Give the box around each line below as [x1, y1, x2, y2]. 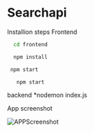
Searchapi [7, 5, 67, 21]
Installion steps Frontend [7, 28, 77, 36]
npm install [13, 53, 48, 60]
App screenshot [7, 104, 53, 113]
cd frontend [13, 41, 48, 48]
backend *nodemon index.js [7, 91, 88, 100]
